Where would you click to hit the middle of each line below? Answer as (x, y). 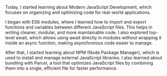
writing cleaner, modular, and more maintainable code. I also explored (77, 32)
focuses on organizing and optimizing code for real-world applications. (78, 12)
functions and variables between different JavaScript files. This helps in (79, 27)
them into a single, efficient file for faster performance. (62, 68)
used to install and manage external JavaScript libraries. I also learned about (84, 58)
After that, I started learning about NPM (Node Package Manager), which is (82, 52)
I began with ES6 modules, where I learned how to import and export (76, 22)
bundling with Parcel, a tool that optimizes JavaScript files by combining (79, 63)
